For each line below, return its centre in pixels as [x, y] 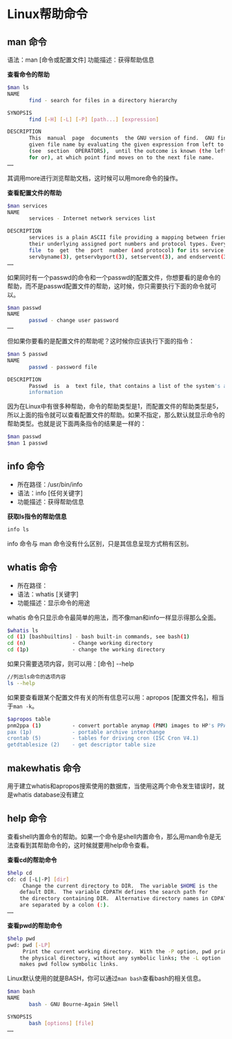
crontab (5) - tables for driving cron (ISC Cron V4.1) [103, 738]
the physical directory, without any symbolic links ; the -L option [120, 958]
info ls [18, 530]
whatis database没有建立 [48, 794]
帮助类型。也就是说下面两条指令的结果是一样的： [77, 424]
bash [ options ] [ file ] [61, 1023]
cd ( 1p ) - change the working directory [86, 650]
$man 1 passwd [28, 443]
